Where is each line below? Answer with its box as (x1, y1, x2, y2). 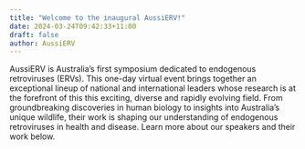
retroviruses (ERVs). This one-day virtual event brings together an (9, 74, 258, 84)
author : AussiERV (9, 38, 76, 48)
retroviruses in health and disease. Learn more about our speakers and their (9, 122, 296, 133)
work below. (9, 131, 56, 142)
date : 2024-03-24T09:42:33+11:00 (9, 22, 137, 31)
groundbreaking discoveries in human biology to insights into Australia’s (9, 102, 280, 114)
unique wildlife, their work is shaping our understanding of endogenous (9, 112, 279, 123)
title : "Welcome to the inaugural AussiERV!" (9, 13, 185, 23)
